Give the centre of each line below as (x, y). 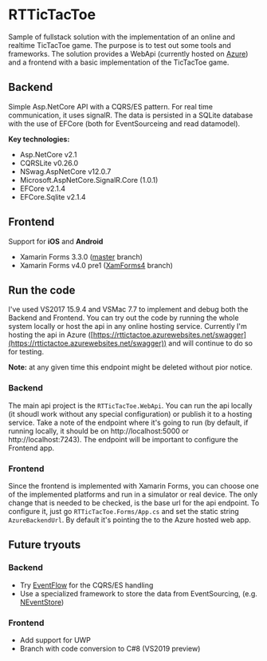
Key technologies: (39, 139)
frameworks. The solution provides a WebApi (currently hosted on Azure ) (128, 53)
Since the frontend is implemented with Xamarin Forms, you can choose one (133, 485)
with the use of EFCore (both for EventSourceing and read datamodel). (124, 123)
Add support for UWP (55, 639)
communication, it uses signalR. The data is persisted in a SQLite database (131, 115)
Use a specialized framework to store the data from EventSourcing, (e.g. (138, 593)
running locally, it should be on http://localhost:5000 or (98, 431)
